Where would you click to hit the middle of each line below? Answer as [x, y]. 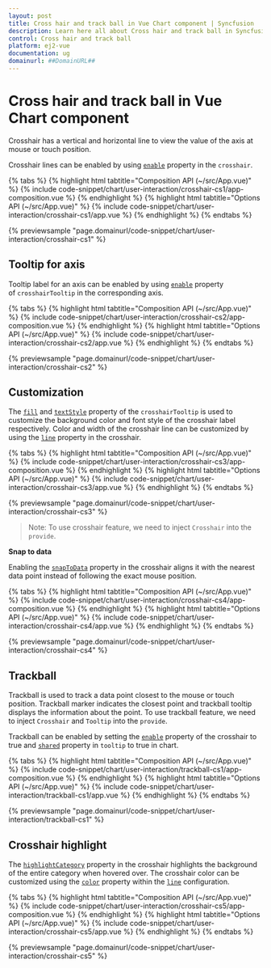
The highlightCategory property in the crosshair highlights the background [133, 864]
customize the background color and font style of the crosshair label [122, 421]
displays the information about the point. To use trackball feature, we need [132, 712]
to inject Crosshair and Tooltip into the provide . [88, 721]
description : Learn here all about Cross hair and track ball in [120, 31]
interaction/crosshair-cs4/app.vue [65, 626]
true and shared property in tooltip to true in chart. [94, 746]
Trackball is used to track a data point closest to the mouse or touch [121, 695]
